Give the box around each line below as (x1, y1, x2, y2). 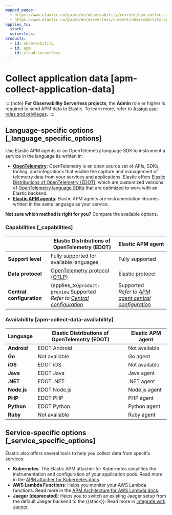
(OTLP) (50, 273, 68, 280)
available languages (50, 258, 99, 265)
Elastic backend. (12, 190, 48, 196)
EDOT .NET (37, 378, 65, 385)
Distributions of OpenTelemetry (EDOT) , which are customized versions (12, 179, 164, 186)
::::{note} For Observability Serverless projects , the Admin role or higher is (5, 100, 165, 107)
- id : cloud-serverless (10, 50, 60, 55)
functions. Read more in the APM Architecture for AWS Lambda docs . (12, 487, 160, 493)
